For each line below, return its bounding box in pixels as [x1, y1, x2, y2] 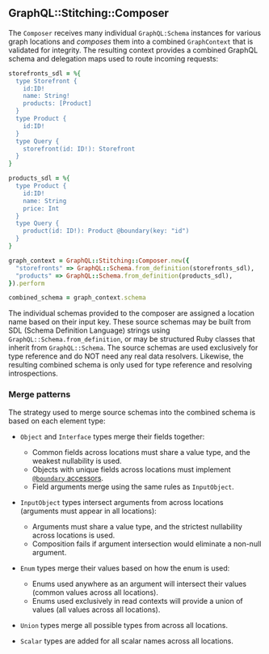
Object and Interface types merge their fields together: [19, 431, 205, 441]
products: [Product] [23, 100, 92, 108]
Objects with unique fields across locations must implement [32, 465, 232, 474]
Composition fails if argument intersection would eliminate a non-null [32, 538, 262, 549]
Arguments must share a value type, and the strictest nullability [32, 521, 242, 531]
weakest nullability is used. [32, 456, 123, 465]
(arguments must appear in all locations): [19, 506, 158, 516]
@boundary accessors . [32, 473, 103, 482]
